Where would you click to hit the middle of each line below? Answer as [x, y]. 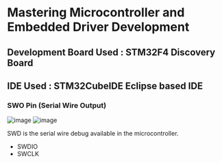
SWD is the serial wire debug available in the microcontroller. [93, 134]
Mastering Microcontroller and [96, 13]
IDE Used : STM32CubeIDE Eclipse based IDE [105, 86]
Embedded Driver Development [98, 27]
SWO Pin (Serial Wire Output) [57, 105]
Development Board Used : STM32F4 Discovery [111, 52]
